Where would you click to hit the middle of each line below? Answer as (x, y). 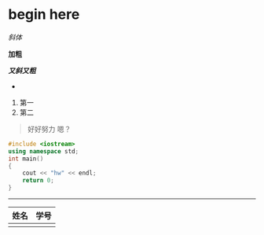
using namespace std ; (44, 151)
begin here (44, 15)
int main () (26, 159)
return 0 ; (38, 181)
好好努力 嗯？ (49, 129)
